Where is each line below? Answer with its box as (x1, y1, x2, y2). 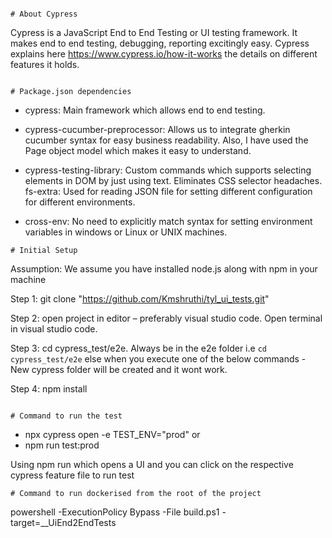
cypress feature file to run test (10, 469, 135, 481)
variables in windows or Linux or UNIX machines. (24, 226, 228, 238)
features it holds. (10, 59, 80, 70)
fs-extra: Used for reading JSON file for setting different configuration (24, 186, 313, 197)
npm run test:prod (24, 439, 100, 451)
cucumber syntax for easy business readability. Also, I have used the (24, 134, 309, 146)
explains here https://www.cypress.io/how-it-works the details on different (10, 48, 318, 60)
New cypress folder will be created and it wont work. (10, 364, 228, 375)
